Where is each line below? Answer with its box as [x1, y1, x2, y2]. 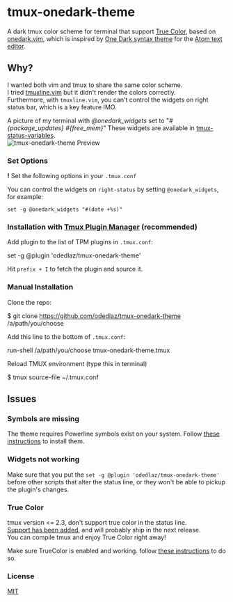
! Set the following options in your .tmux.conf [7, 172, 137, 180]
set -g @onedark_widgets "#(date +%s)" [7, 206, 123, 213]
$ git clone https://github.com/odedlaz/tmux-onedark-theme [7, 311, 181, 320]
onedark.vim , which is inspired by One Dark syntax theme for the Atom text [7, 34, 223, 42]
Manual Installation [7, 283, 74, 292]
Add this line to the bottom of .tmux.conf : [7, 332, 125, 341]
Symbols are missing [7, 413, 80, 423]
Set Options [7, 156, 49, 166]
